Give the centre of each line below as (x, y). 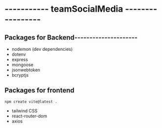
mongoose (23, 65)
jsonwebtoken (26, 70)
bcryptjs (20, 75)
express (20, 59)
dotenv (19, 54)
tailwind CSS (24, 110)
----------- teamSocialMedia (64, 9)
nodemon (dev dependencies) (42, 49)
